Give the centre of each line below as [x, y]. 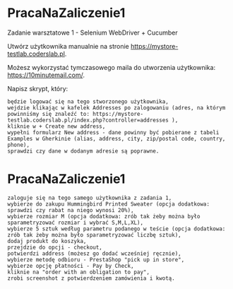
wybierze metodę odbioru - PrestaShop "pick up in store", [96, 259]
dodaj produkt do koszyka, [47, 241]
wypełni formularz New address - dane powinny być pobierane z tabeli [113, 132]
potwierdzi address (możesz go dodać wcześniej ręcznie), [94, 253]
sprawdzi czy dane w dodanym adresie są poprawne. [83, 151]
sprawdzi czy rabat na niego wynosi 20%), [71, 210]
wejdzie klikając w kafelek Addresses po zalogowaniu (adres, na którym [116, 107]
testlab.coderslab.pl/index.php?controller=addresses [88, 120]
